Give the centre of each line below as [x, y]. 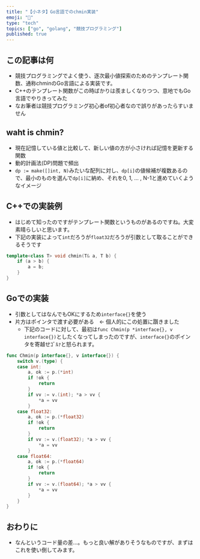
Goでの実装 [28, 298]
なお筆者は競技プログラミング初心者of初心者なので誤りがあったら [96, 105]
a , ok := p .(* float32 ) [56, 417]
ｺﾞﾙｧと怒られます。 [74, 344]
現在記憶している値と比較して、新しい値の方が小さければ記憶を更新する [104, 147]
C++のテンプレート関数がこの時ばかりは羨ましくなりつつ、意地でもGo [103, 90]
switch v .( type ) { [40, 361]
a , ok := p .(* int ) [51, 372]
